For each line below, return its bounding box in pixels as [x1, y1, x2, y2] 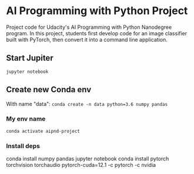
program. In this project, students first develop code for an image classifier [6, 29, 188, 36]
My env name [6, 115, 46, 123]
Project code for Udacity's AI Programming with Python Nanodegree [6, 24, 172, 31]
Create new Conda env [6, 85, 92, 95]
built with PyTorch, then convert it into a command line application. [6, 36, 168, 43]
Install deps [6, 142, 40, 150]
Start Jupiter [6, 53, 54, 63]
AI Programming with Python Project [6, 4, 188, 18]
